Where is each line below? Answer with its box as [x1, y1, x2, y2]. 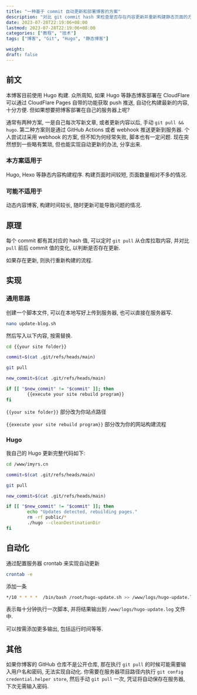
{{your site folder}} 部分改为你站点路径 [6, 408, 107, 415]
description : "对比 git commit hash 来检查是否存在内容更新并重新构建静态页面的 [6, 14, 188, 20]
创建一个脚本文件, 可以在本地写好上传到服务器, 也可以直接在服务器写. [6, 309, 173, 316]
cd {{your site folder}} [6, 344, 67, 350]
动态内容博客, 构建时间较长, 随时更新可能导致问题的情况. [6, 201, 142, 208]
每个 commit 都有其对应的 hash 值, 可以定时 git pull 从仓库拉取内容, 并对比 [6, 237, 189, 244]
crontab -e [6, 571, 33, 577]
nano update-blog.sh [6, 320, 57, 327]
